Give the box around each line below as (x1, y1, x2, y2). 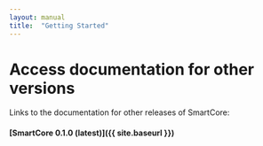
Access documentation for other (9, 59, 255, 80)
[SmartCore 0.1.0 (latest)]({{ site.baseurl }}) (9, 127, 175, 138)
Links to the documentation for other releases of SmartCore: (9, 107, 230, 118)
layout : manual (9, 12, 66, 22)
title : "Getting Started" (9, 21, 109, 30)
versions (9, 78, 76, 98)
